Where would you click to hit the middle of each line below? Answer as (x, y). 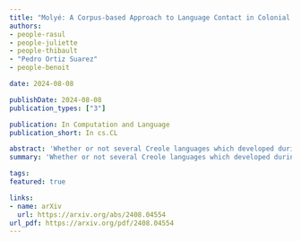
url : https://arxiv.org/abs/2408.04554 (92, 215)
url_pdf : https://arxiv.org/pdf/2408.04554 (92, 223)
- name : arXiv (36, 206)
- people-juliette (43, 43)
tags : (19, 174)
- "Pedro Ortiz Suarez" (54, 59)
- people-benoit (39, 68)
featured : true (38, 182)
